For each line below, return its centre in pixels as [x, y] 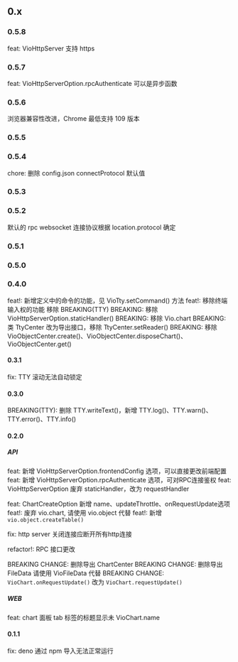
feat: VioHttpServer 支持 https [51, 48]
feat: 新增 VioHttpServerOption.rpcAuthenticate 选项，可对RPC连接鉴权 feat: [119, 479]
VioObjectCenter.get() [40, 344]
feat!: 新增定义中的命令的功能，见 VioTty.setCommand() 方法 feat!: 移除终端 [118, 300]
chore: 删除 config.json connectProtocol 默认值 [76, 173]
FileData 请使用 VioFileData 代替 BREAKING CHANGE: [86, 573]
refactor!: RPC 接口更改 [42, 549]
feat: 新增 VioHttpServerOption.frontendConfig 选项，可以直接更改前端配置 [117, 471]
